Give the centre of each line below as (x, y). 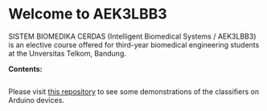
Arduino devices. (36, 100)
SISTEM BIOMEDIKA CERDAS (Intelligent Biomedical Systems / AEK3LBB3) (132, 36)
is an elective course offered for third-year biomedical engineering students (134, 44)
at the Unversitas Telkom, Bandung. (67, 53)
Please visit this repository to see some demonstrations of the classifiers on (134, 91)
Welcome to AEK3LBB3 (88, 14)
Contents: (25, 68)
